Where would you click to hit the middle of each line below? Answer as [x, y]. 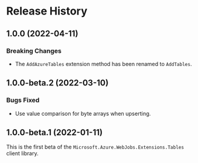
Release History [47, 11]
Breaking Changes [34, 51]
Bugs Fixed [23, 100]
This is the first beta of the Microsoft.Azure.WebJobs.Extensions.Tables [95, 147]
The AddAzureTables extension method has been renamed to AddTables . [103, 64]
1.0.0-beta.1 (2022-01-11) [54, 132]
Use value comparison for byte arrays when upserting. [83, 113]
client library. [22, 153]
